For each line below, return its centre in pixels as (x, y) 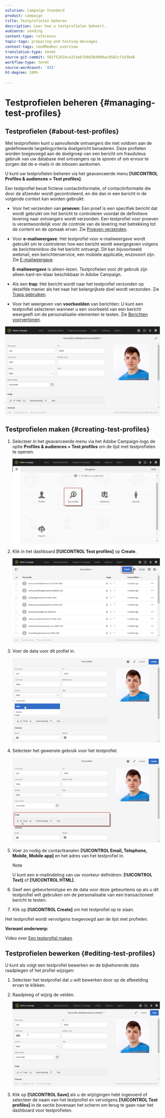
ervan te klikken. (29, 985)
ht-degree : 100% (22, 73)
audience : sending (24, 31)
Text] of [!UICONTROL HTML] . (43, 880)
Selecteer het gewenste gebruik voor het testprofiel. (65, 751)
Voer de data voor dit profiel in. (43, 651)
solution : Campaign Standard (35, 10)
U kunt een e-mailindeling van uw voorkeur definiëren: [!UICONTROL (82, 875)
